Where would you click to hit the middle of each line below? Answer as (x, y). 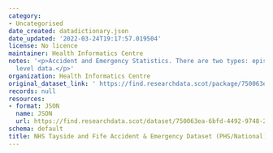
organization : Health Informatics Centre (80, 76)
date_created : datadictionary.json (69, 31)
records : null (32, 91)
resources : (27, 99)
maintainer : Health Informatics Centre (76, 53)
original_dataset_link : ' (52, 83)
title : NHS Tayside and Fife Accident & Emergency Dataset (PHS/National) (138, 136)
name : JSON (34, 114)
